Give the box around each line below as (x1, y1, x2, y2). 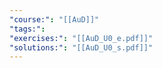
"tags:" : (9, 24, 46, 34)
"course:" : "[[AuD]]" (9, 14, 100, 25)
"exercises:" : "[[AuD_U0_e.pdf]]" (9, 33, 154, 43)
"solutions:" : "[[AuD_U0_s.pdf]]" (9, 42, 154, 53)
